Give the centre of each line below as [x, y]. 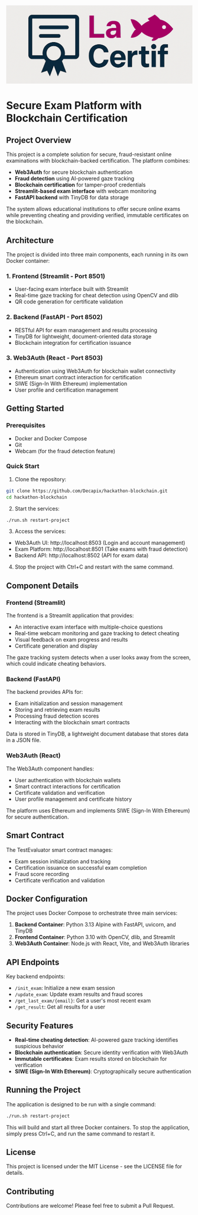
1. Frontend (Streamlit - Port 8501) [56, 276]
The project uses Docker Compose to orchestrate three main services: [92, 913]
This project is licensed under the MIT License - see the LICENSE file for [94, 1166]
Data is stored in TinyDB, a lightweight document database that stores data [98, 734]
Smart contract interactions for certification [67, 786]
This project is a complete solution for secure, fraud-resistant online [89, 154]
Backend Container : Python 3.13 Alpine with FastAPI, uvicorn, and [95, 925]
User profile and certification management [66, 390]
